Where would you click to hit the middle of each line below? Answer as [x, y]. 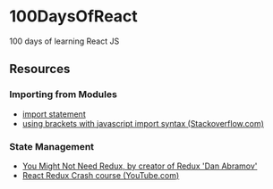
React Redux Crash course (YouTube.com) [101, 175]
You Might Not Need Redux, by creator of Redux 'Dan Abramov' [140, 166]
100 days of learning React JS [64, 41]
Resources [40, 69]
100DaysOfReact [74, 16]
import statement [54, 114]
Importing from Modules [64, 94]
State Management [52, 146]
